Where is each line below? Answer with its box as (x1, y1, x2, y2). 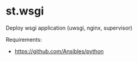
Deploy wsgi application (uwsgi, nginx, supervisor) (5, 24, 133, 31)
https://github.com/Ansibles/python (14, 47, 104, 55)
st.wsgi (5, 4, 44, 18)
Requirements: (5, 36, 42, 43)
